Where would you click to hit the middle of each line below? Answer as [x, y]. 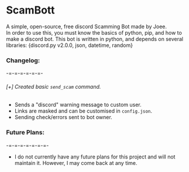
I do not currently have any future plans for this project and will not [95, 157]
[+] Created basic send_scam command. [54, 86]
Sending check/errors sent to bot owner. [63, 117]
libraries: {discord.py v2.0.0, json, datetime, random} [70, 45]
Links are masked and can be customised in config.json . [83, 111]
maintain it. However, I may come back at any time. [76, 163]
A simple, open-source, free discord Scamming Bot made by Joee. [86, 26]
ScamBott [30, 10]
